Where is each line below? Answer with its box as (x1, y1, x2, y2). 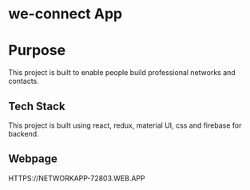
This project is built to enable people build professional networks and (8, 68, 236, 77)
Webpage (8, 152, 58, 166)
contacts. (8, 77, 40, 86)
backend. (8, 129, 39, 138)
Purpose (8, 42, 66, 60)
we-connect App (8, 5, 122, 23)
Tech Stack (8, 99, 65, 113)
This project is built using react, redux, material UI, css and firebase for (8, 121, 242, 130)
